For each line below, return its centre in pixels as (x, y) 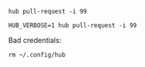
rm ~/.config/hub (37, 55)
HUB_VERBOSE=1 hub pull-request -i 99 (72, 26)
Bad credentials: (35, 40)
